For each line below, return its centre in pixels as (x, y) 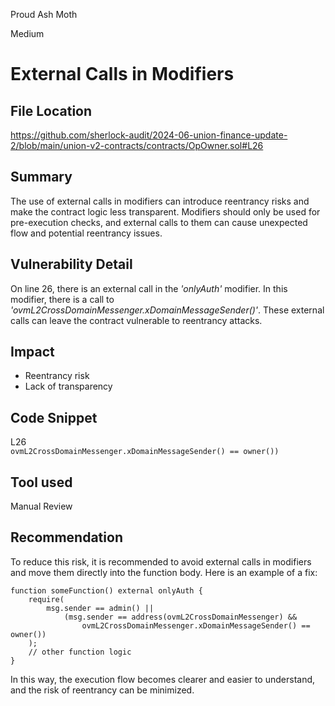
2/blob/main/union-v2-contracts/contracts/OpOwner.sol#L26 (137, 145)
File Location (51, 110)
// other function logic (80, 652)
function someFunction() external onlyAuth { (106, 590)
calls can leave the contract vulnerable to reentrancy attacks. (136, 320)
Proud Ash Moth (44, 14)
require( (46, 599)
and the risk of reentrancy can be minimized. (102, 690)
